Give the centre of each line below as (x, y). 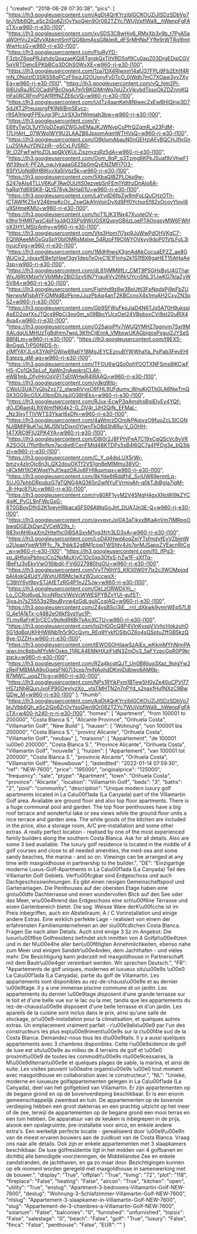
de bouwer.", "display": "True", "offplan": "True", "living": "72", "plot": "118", (97, 1175)
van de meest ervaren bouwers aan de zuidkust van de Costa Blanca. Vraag (98, 1137)
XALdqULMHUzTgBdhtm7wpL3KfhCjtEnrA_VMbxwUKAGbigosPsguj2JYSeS (98, 333)
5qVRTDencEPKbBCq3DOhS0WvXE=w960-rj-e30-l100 (73, 65)
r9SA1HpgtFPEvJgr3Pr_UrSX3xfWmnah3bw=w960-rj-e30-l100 (82, 114)
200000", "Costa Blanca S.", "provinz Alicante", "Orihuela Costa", (85, 732)
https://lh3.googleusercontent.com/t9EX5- (130, 339)
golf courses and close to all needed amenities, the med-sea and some (92, 850)
